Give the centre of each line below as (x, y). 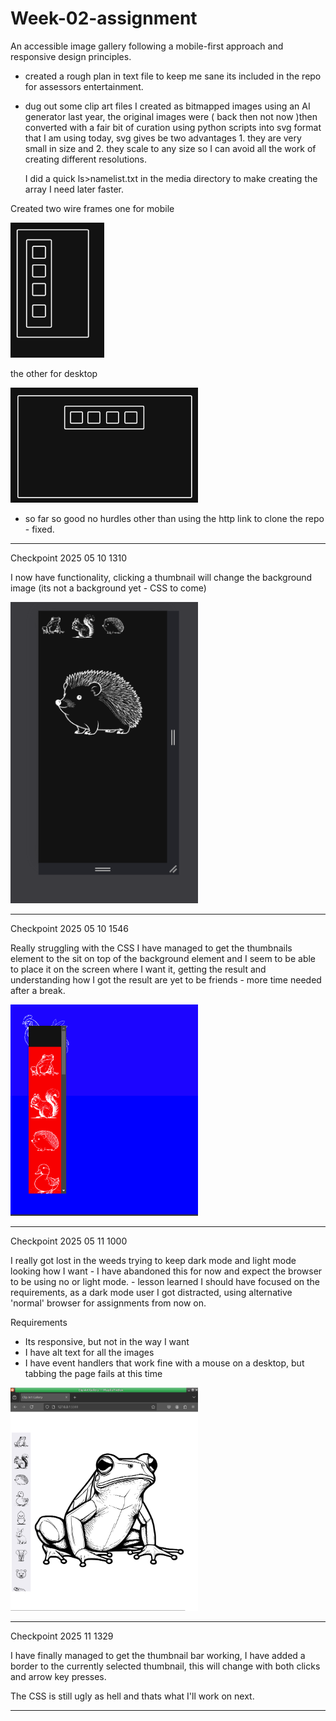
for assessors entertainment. (84, 86)
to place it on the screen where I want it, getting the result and (138, 969)
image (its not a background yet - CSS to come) (108, 588)
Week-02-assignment (104, 18)
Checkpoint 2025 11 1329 (62, 1636)
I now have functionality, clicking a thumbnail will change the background (161, 577)
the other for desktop (54, 374)
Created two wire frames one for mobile (92, 208)
